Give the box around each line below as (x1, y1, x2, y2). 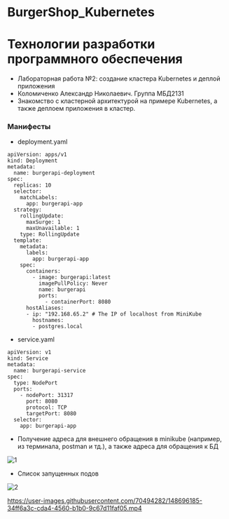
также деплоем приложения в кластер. (17, 105, 136, 113)
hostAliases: (25, 304, 64, 312)
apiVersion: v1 (7, 349, 52, 356)
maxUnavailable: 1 (25, 225, 80, 232)
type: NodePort (13, 379, 58, 386)
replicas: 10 (13, 182, 52, 189)
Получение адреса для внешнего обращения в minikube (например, (17, 435, 222, 443)
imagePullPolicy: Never (38, 280, 109, 288)
